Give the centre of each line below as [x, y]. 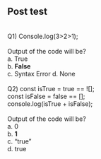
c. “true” [19, 141]
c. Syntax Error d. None [41, 73]
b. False [19, 66]
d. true [17, 148]
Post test [28, 12]
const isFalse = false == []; [46, 96]
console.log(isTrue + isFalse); [50, 104]
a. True [18, 59]
